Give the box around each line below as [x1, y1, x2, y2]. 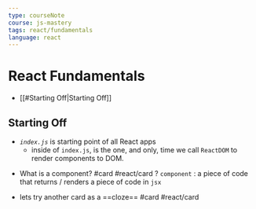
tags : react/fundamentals [8, 26, 93, 34]
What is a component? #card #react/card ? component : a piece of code [19, 169, 249, 178]
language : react [8, 33, 61, 42]
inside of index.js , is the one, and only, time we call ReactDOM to [31, 145, 238, 154]
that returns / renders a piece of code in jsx [19, 178, 162, 186]
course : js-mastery [8, 19, 72, 27]
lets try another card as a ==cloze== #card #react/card [19, 192, 199, 201]
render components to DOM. [31, 154, 124, 163]
